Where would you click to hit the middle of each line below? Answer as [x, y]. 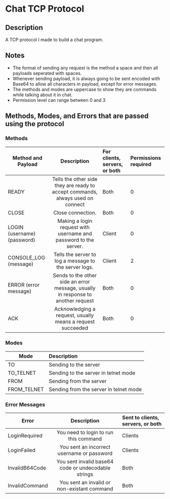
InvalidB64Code [27, 468]
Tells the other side [75, 179]
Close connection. [75, 212]
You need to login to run [85, 433]
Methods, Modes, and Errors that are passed [77, 116]
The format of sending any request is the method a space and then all [85, 68]
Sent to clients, [141, 417]
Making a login [75, 221]
